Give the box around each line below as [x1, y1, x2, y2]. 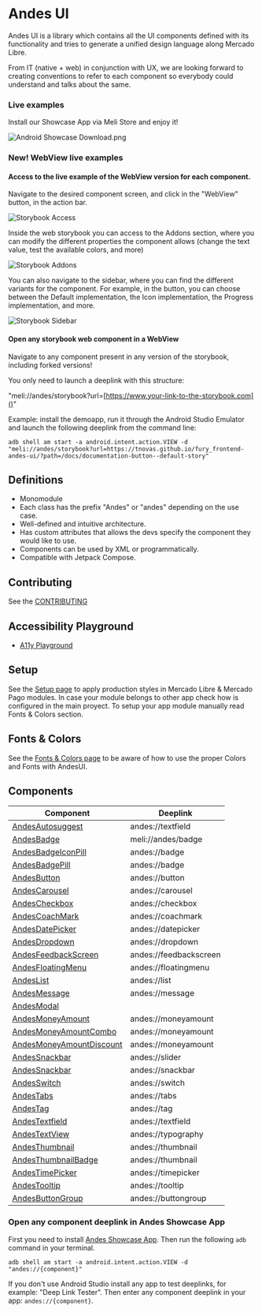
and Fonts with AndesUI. [8, 761, 88, 771]
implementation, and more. [8, 301, 96, 310]
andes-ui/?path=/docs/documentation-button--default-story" [8, 451, 210, 460]
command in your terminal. [8, 1243, 95, 1252]
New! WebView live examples [8, 152, 124, 163]
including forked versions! [8, 360, 93, 369]
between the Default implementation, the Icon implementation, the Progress [8, 293, 254, 302]
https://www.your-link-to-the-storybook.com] [105, 391, 254, 400]
